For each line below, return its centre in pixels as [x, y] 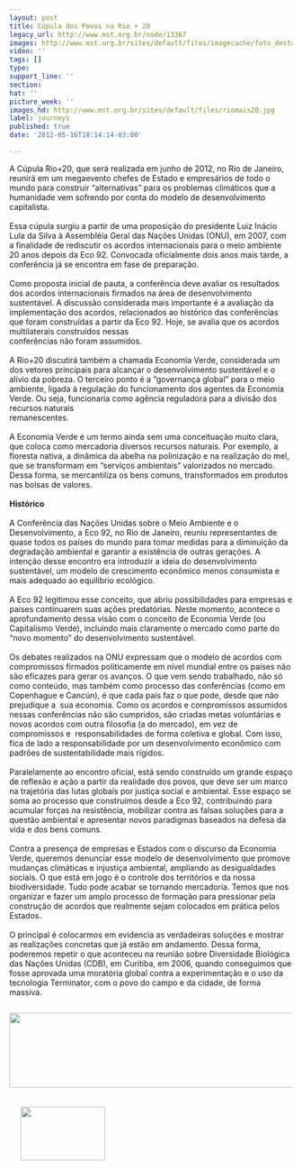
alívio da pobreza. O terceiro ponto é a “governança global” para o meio [142, 379]
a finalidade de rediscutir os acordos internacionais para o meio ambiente [146, 245]
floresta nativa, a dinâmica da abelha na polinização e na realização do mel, [149, 455]
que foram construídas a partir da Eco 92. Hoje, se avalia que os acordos [145, 322]
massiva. [26, 992]
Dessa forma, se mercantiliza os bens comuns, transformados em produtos [149, 475]
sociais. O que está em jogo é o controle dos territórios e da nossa [133, 877]
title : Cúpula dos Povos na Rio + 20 [80, 26]
